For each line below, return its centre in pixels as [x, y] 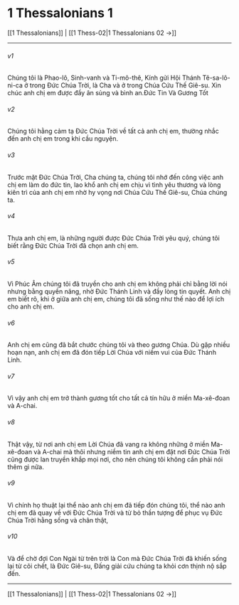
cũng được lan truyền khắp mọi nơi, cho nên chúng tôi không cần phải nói [115, 459]
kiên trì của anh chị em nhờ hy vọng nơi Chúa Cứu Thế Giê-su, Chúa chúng [117, 192]
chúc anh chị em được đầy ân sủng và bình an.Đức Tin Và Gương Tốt [108, 93]
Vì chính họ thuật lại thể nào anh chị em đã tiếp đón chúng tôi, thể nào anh [116, 505]
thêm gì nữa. [26, 466]
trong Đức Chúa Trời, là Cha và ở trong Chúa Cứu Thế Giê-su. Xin [126, 85]
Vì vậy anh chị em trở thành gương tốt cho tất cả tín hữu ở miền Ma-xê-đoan [119, 398]
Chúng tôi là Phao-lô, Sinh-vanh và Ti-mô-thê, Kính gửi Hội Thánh [104, 78]
